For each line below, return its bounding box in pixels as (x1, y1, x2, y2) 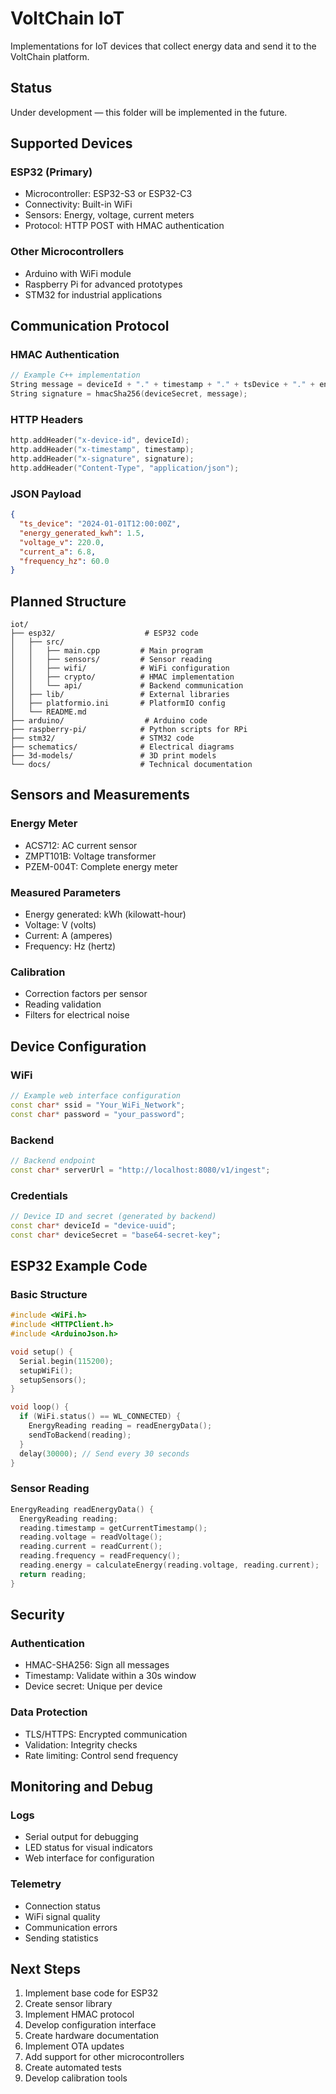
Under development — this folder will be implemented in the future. (10, 106, 288, 118)
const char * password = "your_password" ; (10, 1109, 186, 1119)
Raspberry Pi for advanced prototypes (24, 278, 183, 290)
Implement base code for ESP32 (24, 1987, 159, 1999)
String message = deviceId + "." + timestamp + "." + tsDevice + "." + (10, 380, 316, 390)
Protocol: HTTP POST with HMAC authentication (24, 220, 225, 232)
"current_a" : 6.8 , (19, 547, 97, 557)
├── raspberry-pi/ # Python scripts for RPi (10, 725, 248, 735)
